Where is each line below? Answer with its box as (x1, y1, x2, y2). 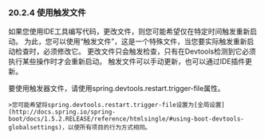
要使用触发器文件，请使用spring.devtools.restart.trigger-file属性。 (8, 84, 225, 93)
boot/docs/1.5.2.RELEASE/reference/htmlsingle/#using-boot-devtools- (8, 115, 245, 123)
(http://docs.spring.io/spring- (8, 108, 116, 117)
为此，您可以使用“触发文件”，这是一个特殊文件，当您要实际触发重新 (23, 37, 247, 46)
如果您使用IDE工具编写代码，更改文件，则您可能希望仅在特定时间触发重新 (8, 26, 251, 37)
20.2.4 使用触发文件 (8, 6, 86, 18)
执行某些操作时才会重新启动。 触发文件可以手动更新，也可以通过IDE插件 (8, 57, 246, 66)
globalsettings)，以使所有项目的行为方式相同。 (8, 124, 152, 132)
